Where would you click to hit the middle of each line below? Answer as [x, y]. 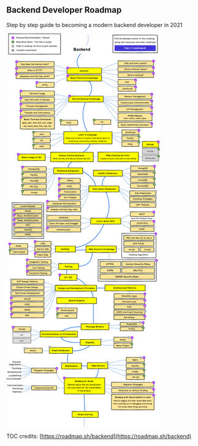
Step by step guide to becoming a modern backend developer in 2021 [94, 25]
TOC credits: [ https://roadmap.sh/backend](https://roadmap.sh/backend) [99, 436]
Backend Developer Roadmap [64, 10]
